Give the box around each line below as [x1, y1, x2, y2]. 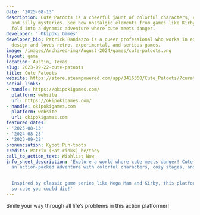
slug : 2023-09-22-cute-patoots [6, 64, 84, 70]
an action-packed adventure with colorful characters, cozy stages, [11, 164, 185, 170]
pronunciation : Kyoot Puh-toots [6, 142, 86, 148]
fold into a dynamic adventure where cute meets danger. [11, 25, 156, 32]
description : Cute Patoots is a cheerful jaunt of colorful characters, [6, 14, 190, 20]
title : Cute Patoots [6, 70, 58, 76]
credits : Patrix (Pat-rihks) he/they [6, 148, 100, 153]
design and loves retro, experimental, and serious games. [11, 42, 161, 48]
